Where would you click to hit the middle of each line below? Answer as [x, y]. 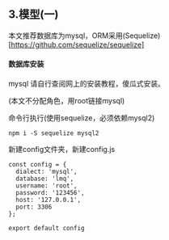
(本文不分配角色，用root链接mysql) [67, 101]
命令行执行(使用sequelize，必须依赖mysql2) [82, 118]
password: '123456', [50, 193]
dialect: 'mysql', [47, 172]
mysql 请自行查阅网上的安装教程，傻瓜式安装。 [87, 84]
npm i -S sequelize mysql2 [54, 133]
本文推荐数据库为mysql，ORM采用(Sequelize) [84, 36]
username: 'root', [47, 186]
